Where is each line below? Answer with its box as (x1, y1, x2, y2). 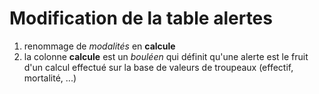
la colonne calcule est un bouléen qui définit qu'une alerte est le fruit (23, 50, 309, 62)
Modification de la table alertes (9, 7, 273, 30)
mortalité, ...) (23, 72, 77, 84)
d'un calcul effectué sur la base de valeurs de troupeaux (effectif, (23, 61, 294, 73)
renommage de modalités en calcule (23, 40, 176, 52)
